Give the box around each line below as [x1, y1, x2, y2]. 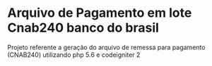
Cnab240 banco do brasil [7, 20, 159, 36]
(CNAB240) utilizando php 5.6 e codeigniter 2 [7, 51, 141, 59]
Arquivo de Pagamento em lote [7, 5, 192, 21]
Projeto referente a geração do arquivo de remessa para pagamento [7, 43, 206, 51]
